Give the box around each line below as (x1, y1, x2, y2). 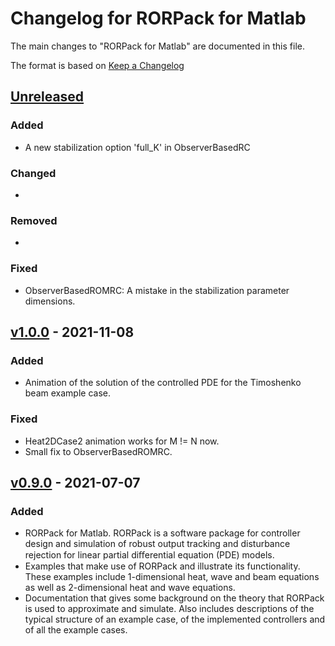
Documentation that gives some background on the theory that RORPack (24, 592, 325, 604)
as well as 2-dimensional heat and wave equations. (24, 582, 236, 594)
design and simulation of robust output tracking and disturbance (24, 538, 291, 550)
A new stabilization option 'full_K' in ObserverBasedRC (24, 141, 251, 153)
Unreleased (10, 88, 85, 106)
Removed (10, 213, 58, 227)
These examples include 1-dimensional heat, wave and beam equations (24, 571, 320, 583)
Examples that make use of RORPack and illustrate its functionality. (24, 560, 301, 572)
